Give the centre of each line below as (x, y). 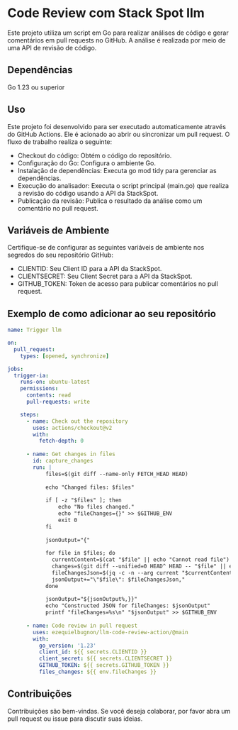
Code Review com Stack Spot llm (106, 13)
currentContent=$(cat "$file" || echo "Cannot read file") (141, 560)
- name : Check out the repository (77, 421)
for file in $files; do (80, 553)
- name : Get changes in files (70, 454)
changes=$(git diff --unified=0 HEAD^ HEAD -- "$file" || (139, 566)
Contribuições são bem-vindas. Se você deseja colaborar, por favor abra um (119, 711)
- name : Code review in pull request (82, 626)
